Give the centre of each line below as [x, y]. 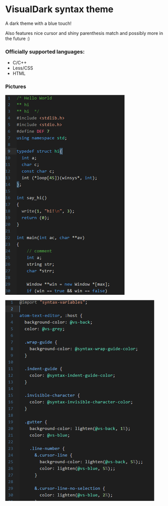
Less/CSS [23, 68]
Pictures [16, 87]
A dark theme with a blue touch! [38, 23]
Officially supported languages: [45, 52]
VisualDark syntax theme [59, 9]
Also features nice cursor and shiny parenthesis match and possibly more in [84, 33]
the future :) [18, 38]
